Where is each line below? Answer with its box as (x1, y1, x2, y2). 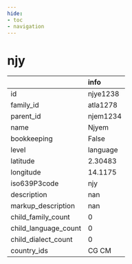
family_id (10, 101, 39, 110)
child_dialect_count (10, 235, 73, 245)
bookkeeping (10, 134, 53, 143)
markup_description (10, 201, 76, 211)
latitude (10, 156, 35, 166)
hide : (7, 10, 23, 17)
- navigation (7, 23, 45, 30)
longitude (10, 167, 41, 177)
